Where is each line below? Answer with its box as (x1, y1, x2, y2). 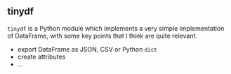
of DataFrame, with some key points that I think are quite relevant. (7, 31, 198, 40)
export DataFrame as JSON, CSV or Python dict (17, 45, 157, 53)
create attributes (17, 52, 66, 61)
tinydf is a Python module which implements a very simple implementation (7, 24, 225, 32)
